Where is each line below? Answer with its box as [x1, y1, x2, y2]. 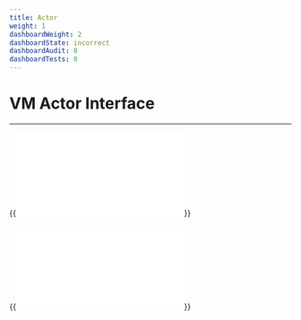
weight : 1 [9, 22, 47, 30]
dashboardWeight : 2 [9, 30, 82, 39]
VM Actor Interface [9, 93, 155, 114]
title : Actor [9, 13, 58, 22]
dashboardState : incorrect [9, 38, 110, 48]
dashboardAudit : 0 [9, 47, 78, 56]
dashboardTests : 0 [9, 55, 78, 64]
